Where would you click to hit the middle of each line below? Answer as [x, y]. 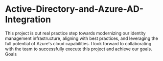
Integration [28, 19]
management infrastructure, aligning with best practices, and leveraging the [81, 38]
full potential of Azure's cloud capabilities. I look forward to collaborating [78, 43]
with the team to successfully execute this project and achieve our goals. [79, 49]
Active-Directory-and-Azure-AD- [74, 9]
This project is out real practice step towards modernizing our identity [75, 33]
